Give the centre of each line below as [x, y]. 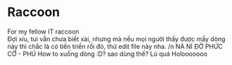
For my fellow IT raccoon [43, 31]
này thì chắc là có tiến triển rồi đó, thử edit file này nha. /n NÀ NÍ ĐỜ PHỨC [115, 46]
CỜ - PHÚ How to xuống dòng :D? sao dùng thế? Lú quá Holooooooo [107, 54]
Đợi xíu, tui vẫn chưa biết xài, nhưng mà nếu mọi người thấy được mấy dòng [116, 38]
